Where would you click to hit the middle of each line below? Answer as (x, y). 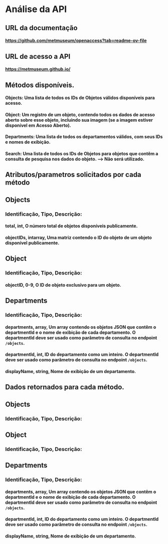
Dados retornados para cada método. (65, 387)
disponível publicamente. (32, 243)
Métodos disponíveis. (40, 85)
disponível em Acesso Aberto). (38, 125)
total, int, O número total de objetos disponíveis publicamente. (71, 226)
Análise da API (36, 9)
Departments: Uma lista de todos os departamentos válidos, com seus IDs (84, 137)
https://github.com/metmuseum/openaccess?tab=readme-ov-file (76, 41)
